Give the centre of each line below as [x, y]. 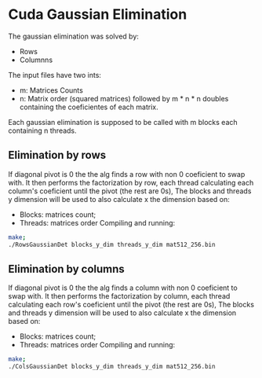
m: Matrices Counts [51, 90]
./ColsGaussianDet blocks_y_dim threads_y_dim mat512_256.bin [112, 367]
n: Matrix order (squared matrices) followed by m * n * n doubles [124, 98]
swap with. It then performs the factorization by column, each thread [119, 296]
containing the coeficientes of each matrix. [89, 107]
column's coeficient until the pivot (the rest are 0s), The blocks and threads [130, 191]
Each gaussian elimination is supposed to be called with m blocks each [123, 122]
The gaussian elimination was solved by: [74, 36]
